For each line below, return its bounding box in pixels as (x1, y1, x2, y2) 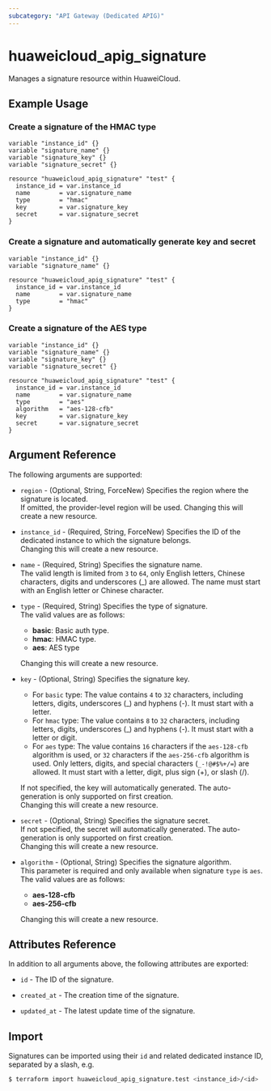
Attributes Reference (8, 938, 116, 952)
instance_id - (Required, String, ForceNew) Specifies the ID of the (19, 527, 241, 537)
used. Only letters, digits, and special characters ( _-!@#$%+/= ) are (32, 758, 249, 768)
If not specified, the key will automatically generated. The (19, 783, 212, 792)
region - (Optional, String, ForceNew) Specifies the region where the (19, 485, 249, 495)
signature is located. (19, 494, 89, 503)
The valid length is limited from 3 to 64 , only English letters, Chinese (19, 568, 245, 578)
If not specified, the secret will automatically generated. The (19, 824, 221, 834)
